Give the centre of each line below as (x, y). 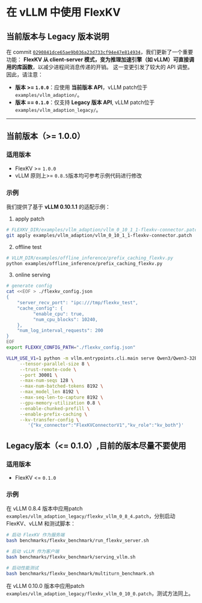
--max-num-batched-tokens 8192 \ (61, 386)
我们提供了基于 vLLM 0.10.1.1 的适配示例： (58, 207)
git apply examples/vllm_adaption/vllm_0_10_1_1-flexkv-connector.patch (99, 235)
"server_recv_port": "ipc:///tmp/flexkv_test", (78, 303)
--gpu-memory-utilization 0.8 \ (60, 403)
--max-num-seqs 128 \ (47, 381)
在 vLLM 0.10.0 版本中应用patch (45, 586)
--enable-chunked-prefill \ (55, 409)
